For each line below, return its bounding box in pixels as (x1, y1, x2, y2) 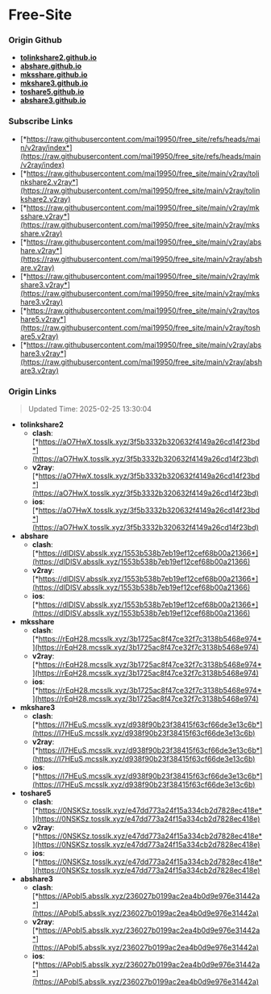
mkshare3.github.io (19, 78, 89, 88)
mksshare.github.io (19, 70, 88, 80)
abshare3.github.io (19, 95, 86, 106)
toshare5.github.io (19, 87, 85, 97)
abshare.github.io (19, 61, 82, 71)
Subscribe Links (8, 115, 73, 127)
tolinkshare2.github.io (19, 52, 97, 62)
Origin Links (8, 386, 57, 397)
